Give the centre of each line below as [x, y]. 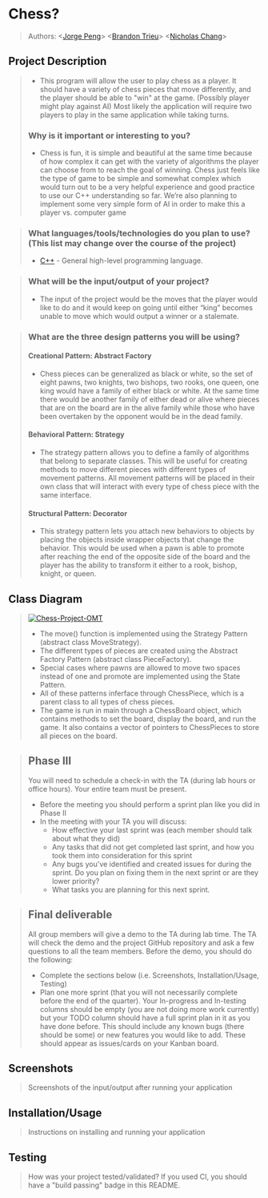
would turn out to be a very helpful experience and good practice [147, 187]
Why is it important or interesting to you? [109, 135]
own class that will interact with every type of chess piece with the [150, 486]
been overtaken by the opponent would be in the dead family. [141, 416]
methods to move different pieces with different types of [133, 469]
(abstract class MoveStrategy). [91, 642]
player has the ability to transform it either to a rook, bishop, [138, 565]
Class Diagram [45, 599]
